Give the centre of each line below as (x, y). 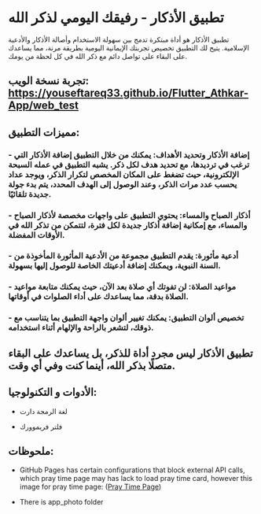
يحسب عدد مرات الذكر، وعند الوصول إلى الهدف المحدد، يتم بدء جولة (123, 184)
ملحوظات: (31, 451)
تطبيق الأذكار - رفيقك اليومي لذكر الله (116, 18)
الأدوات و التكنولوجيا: (53, 392)
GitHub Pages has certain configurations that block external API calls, (132, 470)
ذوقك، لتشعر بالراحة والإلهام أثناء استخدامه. (81, 327)
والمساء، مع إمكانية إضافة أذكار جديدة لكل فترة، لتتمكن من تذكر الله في (128, 225)
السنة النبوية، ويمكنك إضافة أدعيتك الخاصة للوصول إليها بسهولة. (115, 266)
